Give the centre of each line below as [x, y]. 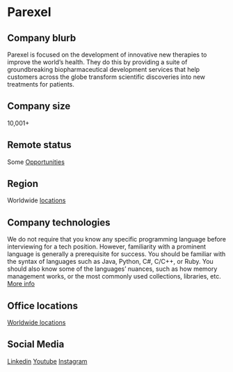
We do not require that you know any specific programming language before [117, 239]
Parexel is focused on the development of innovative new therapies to [107, 54]
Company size [39, 106]
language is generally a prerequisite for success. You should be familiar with [116, 254]
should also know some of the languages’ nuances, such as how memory [112, 269]
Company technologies [59, 222]
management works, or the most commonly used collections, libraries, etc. [114, 276]
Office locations [43, 305]
